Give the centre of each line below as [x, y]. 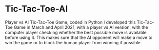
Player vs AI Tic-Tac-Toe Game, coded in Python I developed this [70, 22]
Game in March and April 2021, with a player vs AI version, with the [81, 27]
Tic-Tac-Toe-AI [37, 9]
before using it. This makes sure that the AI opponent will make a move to [79, 37]
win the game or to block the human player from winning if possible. [73, 42]
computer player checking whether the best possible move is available [76, 32]
